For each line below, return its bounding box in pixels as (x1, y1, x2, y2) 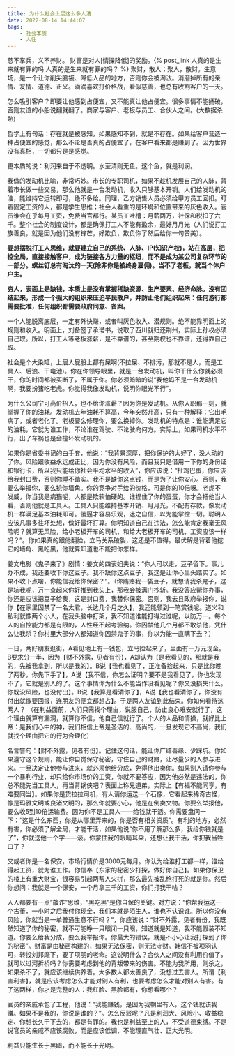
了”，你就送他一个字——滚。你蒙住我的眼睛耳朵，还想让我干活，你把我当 (7, 833, 218, 842)
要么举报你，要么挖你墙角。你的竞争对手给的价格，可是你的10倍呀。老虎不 (7, 484, 221, 492)
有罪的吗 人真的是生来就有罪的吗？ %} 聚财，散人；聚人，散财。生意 (19, 65, 217, 73)
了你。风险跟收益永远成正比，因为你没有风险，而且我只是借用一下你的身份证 (7, 458, 227, 466)
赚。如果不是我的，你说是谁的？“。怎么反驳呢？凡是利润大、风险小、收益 (7, 1009, 218, 1018)
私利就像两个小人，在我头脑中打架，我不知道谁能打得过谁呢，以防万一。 (7, 612, 214, 620)
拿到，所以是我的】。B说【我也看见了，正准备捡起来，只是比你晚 (37, 662, 222, 670)
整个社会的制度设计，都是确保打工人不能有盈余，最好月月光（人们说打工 (19, 221, 227, 229)
